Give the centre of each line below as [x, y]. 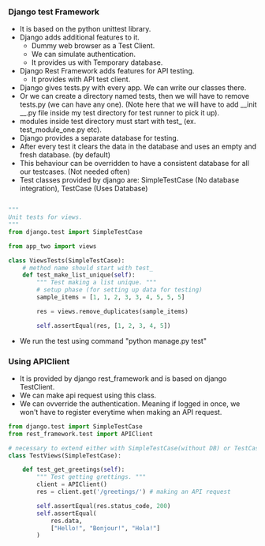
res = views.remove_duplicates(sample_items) [113, 311]
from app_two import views [52, 246]
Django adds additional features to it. [79, 37]
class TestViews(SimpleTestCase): [65, 456]
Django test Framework [54, 12]
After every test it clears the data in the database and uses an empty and [138, 147]
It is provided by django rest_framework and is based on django [123, 378]
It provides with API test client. [81, 79]
